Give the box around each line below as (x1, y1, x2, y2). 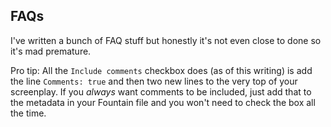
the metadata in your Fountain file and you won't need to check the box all (10, 96, 316, 108)
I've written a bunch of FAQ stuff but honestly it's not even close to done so (10, 34, 322, 46)
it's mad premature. (10, 45, 92, 57)
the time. (10, 107, 47, 119)
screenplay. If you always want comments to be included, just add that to (10, 85, 312, 98)
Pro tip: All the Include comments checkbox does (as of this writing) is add (10, 64, 313, 76)
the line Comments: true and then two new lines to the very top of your (10, 75, 298, 87)
